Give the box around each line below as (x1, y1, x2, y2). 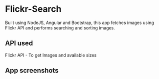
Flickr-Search (5, 3, 62, 15)
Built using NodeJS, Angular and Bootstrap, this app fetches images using (5, 20, 154, 26)
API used (5, 39, 33, 48)
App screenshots (5, 66, 59, 75)
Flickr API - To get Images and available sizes (5, 52, 97, 58)
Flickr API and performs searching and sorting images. (5, 25, 115, 30)
